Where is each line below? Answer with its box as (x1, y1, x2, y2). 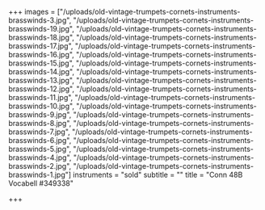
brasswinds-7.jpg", (8, 127, 70, 136)
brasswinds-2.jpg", (8, 162, 72, 170)
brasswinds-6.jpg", (8, 136, 72, 145)
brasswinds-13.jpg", (8, 76, 75, 85)
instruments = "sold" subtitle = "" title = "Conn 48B (72, 170, 243, 179)
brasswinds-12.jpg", (8, 84, 75, 94)
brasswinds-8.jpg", (8, 119, 72, 128)
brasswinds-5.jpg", (8, 145, 71, 153)
